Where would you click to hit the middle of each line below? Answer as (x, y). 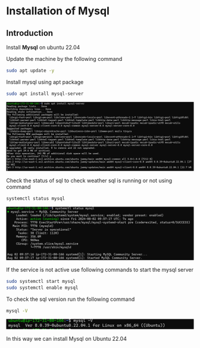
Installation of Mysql (58, 11)
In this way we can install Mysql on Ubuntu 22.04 (66, 338)
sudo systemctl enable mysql (42, 288)
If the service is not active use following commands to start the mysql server (100, 270)
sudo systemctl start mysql (41, 282)
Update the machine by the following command (64, 59)
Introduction (30, 33)
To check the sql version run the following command (71, 299)
